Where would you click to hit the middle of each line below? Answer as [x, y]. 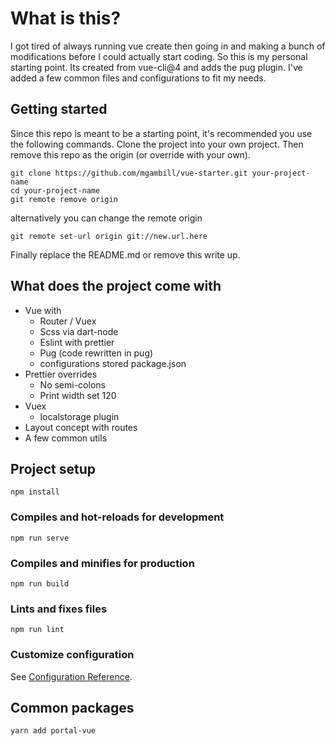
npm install [35, 492]
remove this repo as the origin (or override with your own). [131, 154]
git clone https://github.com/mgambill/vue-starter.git [129, 173]
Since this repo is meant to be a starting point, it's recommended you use [161, 133]
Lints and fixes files [59, 609]
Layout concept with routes [81, 427]
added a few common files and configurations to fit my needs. [138, 78]
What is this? [66, 18]
